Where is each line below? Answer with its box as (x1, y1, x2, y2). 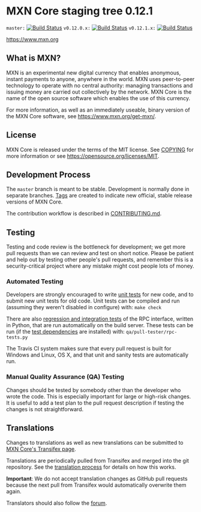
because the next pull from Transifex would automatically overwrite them (6, 481, 187, 489)
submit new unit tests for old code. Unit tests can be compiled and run (6, 297, 180, 304)
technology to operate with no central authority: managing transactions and (6, 82, 193, 89)
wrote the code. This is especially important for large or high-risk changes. (6, 393, 191, 400)
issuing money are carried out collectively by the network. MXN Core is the (6, 88, 192, 95)
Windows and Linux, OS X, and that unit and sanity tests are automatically (6, 351, 189, 358)
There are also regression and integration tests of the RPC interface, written (6, 315, 194, 322)
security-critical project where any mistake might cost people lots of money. (6, 262, 194, 270)
